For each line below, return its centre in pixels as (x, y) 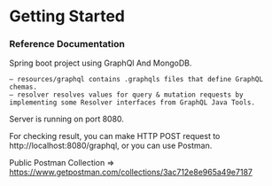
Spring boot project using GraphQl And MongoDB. (101, 63)
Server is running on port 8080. (66, 119)
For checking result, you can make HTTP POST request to (115, 136)
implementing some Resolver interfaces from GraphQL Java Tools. (132, 103)
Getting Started (67, 16)
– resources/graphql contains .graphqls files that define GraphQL (136, 80)
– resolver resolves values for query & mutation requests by (126, 95)
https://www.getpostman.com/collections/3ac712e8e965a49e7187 (131, 172)
